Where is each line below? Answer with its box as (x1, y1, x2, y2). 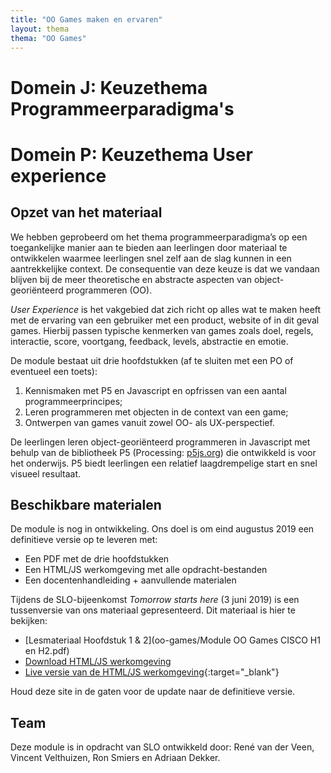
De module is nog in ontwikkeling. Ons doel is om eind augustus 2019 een (10, 523, 315, 535)
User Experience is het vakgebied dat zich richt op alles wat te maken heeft (10, 303, 322, 315)
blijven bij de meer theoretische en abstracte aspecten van (10, 273, 252, 285)
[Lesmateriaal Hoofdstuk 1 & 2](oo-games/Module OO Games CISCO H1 (24, 634, 321, 646)
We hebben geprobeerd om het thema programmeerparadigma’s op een (10, 231, 308, 243)
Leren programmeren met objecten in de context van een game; (24, 406, 289, 418)
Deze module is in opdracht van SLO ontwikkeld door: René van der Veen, (10, 741, 315, 753)
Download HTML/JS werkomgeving (24, 656, 172, 668)
